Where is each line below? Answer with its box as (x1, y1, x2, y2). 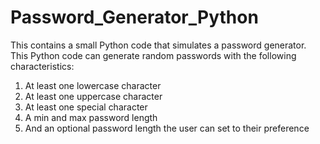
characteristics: (10, 60, 75, 72)
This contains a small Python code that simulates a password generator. (10, 39, 307, 51)
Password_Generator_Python (10, 6, 259, 29)
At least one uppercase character (24, 90, 163, 102)
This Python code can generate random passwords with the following (10, 49, 297, 61)
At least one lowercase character (24, 79, 162, 91)
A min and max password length (24, 111, 158, 123)
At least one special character (24, 101, 148, 113)
